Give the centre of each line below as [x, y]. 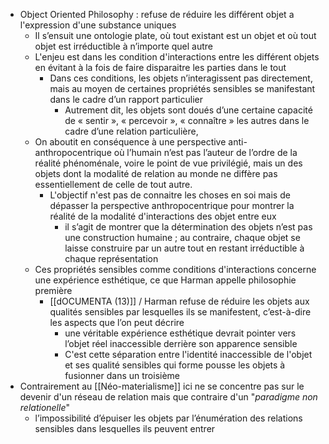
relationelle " [44, 407]
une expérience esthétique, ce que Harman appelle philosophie [165, 280]
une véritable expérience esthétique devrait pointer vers [180, 333]
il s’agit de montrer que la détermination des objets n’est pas [188, 227]
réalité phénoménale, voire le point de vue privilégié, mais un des [168, 163]
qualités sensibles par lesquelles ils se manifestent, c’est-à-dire [180, 312]
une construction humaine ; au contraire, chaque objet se [182, 237]
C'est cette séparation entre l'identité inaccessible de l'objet [188, 354]
